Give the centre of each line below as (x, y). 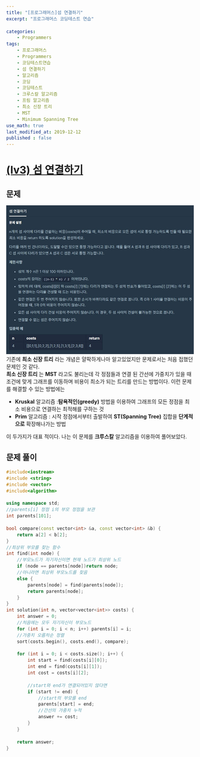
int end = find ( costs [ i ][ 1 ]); (65, 667)
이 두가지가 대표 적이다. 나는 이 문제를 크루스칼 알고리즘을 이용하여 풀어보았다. (97, 437)
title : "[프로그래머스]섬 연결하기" (45, 12)
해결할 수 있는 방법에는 (39, 389)
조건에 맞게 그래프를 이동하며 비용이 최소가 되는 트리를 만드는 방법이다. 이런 (93, 381)
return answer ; (36, 742)
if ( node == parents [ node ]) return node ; (68, 566)
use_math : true (25, 126)
